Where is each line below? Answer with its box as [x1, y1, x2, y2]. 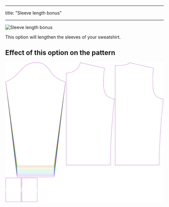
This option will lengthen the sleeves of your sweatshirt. [5, 34, 121, 40]
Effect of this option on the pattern [5, 49, 116, 57]
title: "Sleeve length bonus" [5, 10, 62, 16]
